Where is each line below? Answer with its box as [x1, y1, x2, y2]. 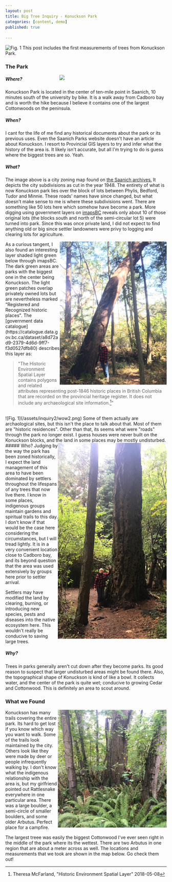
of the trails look [5, 736, 40, 743]
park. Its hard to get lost [5, 720, 56, 727]
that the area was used [5, 562, 54, 569]
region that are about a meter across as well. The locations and [5, 845, 138, 851]
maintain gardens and [5, 508, 51, 514]
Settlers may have [5, 589, 44, 595]
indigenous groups [5, 502, 45, 509]
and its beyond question [5, 557, 56, 563]
